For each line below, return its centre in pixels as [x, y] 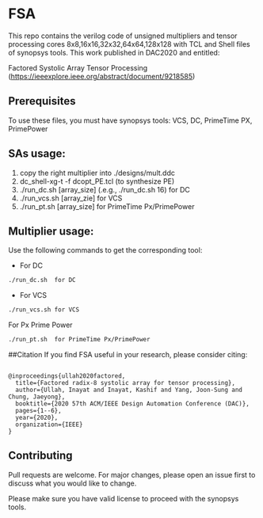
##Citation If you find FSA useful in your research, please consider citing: [128, 354]
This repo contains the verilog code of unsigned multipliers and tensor [123, 36]
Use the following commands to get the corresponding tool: [105, 250]
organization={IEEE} [49, 425]
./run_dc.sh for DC [42, 280]
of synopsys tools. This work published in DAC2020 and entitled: [114, 52]
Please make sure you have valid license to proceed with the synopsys [124, 498]
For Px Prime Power [40, 325]
